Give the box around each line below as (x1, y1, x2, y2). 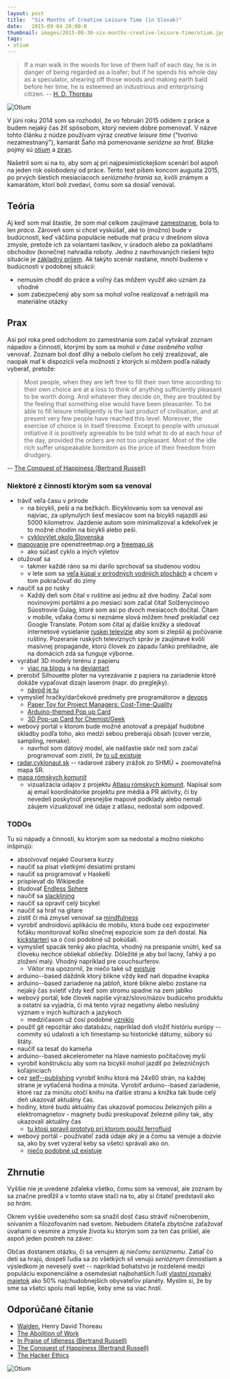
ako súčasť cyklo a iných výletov (27, 547, 120, 556)
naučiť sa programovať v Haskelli (16, 870, 111, 878)
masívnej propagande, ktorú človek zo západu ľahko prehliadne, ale (27, 642, 219, 650)
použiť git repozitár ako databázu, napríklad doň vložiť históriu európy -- (16, 1023, 221, 1031)
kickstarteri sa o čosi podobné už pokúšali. (16, 936, 138, 944)
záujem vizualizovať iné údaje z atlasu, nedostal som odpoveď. (27, 802, 205, 810)
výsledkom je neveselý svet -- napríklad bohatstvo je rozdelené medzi (7, 1262, 205, 1271)
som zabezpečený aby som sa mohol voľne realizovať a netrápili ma (16, 290, 209, 298)
